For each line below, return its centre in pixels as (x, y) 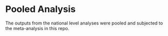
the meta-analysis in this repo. (37, 28)
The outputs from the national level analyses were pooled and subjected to (84, 23)
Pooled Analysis (40, 9)
